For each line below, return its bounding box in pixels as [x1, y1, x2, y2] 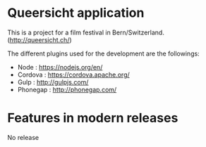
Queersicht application [7, 5, 145, 21]
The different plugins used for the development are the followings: [7, 49, 200, 58]
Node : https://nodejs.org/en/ [17, 63, 103, 71]
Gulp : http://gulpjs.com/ [17, 77, 89, 86]
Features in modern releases [7, 110, 178, 126]
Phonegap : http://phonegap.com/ [17, 85, 117, 94]
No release [7, 133, 40, 141]
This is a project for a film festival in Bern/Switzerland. [7, 28, 164, 37]
